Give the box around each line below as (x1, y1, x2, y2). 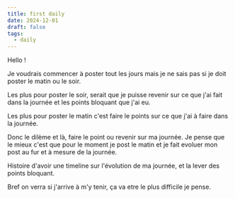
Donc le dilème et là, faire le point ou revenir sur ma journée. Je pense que (7, 133, 225, 142)
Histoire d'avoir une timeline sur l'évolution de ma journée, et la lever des (7, 161, 220, 170)
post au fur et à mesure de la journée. (7, 148, 117, 156)
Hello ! (7, 56, 26, 64)
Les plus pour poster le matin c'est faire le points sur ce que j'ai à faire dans (7, 112, 229, 120)
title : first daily (7, 10, 65, 18)
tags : (7, 30, 23, 37)
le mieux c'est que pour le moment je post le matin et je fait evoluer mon (7, 140, 218, 149)
